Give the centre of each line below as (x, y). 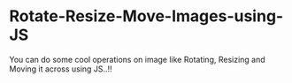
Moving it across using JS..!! (61, 69)
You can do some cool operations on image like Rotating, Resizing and (137, 59)
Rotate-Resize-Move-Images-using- (146, 16)
